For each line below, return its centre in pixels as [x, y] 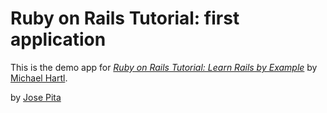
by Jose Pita [36, 97]
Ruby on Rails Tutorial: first [125, 18]
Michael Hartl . [39, 78]
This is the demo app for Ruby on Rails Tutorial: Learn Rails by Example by [164, 67]
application [58, 39]
